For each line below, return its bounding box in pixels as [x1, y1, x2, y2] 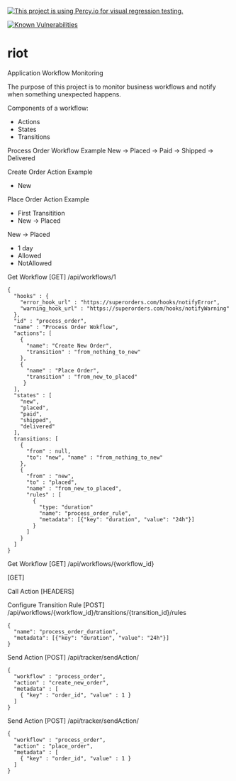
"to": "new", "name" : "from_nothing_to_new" [26, 454, 163, 461]
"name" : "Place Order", [26, 367, 100, 374]
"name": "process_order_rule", [38, 509, 132, 517]
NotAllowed [17, 259, 52, 267]
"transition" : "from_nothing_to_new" [26, 348, 141, 355]
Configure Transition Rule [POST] [7, 600, 105, 609]
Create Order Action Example [7, 167, 94, 176]
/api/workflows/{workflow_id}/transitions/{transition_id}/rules [7, 608, 186, 616]
